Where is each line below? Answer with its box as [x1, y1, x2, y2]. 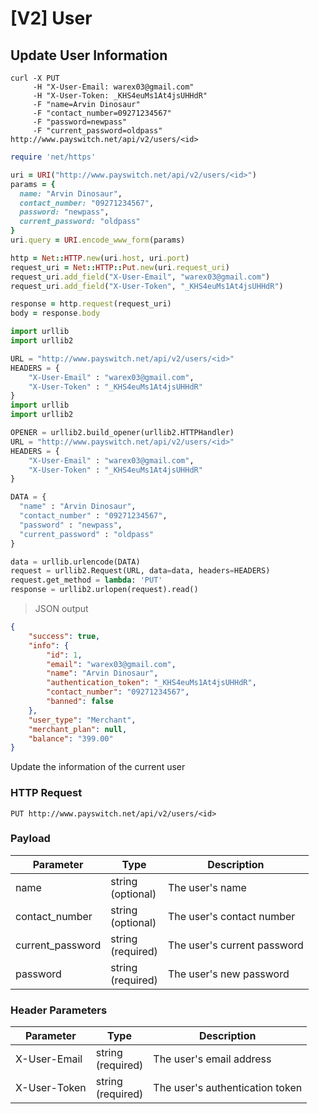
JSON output [34, 603, 89, 614]
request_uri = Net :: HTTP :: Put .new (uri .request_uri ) [10, 262, 230, 272]
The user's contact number [167, 909, 296, 923]
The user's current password [167, 938, 304, 952]
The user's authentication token [153, 1081, 303, 1095]
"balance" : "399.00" [28, 733, 114, 744]
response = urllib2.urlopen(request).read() [10, 585, 199, 595]
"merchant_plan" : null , [28, 724, 128, 734]
